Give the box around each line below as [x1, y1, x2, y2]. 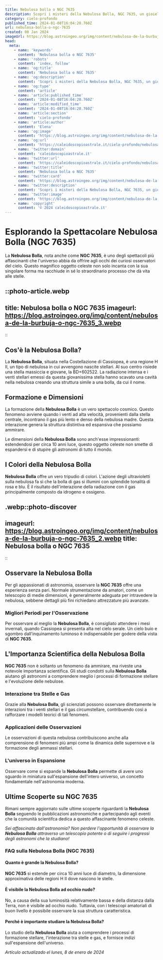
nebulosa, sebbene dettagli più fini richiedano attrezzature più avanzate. [5, 597, 149, 603]
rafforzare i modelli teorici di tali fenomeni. [5, 712, 90, 718]
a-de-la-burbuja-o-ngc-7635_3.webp [5, 319, 121, 327]
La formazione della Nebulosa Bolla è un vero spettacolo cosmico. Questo [5, 406, 154, 412]
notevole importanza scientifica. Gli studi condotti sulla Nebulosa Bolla [5, 668, 147, 674]
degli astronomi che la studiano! [5, 835, 69, 841]
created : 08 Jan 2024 [5, 30, 49, 34]
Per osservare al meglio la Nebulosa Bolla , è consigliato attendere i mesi [5, 621, 150, 626]
